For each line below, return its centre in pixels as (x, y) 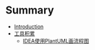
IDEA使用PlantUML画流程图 (56, 41)
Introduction (29, 26)
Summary (30, 10)
